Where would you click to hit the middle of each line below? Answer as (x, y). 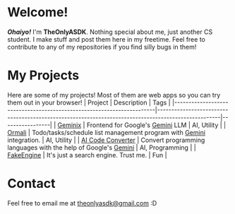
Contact (31, 184)
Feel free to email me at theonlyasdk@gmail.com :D (82, 203)
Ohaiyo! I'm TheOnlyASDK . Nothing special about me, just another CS (110, 32)
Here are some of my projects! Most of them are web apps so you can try (114, 95)
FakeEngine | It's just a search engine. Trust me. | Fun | (87, 155)
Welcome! (38, 12)
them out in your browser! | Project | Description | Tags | (89, 102)
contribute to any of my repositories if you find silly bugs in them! (102, 47)
